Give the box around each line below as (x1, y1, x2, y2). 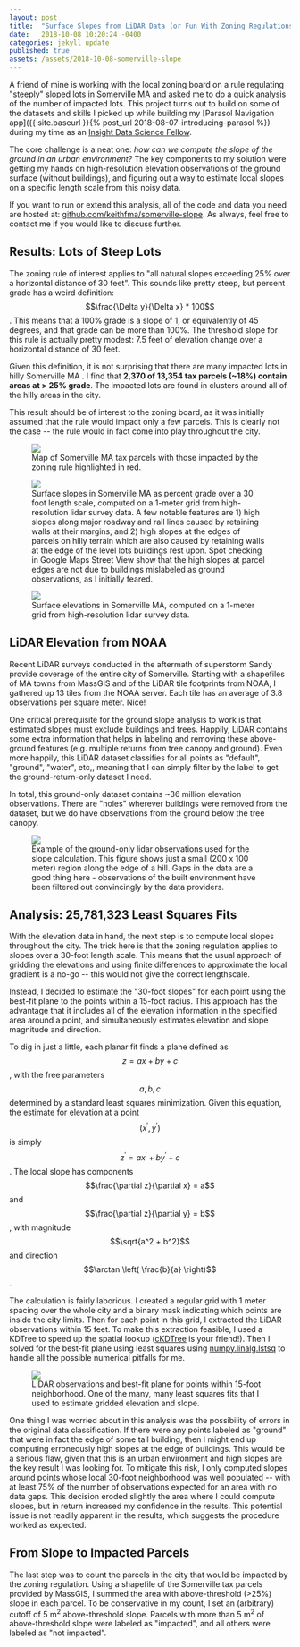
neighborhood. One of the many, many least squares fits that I (31, 1388, 260, 1398)
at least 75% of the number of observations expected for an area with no (9, 1481, 278, 1492)
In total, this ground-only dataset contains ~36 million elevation (9, 788, 242, 799)
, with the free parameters (9, 1070, 105, 1081)
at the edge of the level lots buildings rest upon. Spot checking (31, 545, 262, 556)
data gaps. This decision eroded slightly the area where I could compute (9, 1490, 275, 1501)
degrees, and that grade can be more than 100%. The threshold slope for (9, 324, 279, 335)
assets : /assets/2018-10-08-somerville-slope (9, 55, 181, 64)
